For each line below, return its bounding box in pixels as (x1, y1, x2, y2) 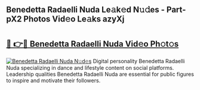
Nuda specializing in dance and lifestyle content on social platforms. (6, 64, 174, 71)
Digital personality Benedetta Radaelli (93, 58, 185, 64)
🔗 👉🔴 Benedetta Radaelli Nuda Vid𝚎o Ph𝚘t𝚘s (6, 39, 179, 49)
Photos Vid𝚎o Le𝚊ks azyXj (23, 14, 125, 24)
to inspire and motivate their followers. (6, 77, 101, 84)
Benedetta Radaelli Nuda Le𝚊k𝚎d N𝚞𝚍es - (6, 5, 165, 15)
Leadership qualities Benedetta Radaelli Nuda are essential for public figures (6, 71, 194, 77)
